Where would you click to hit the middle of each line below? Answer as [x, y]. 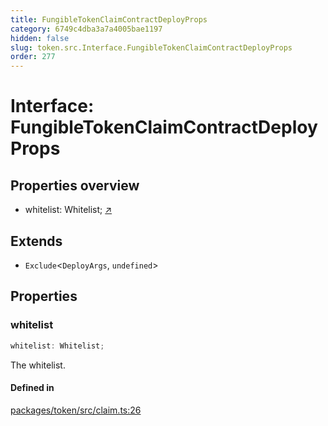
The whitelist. [38, 365]
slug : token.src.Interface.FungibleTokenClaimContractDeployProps [151, 47]
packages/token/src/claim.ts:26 [76, 410]
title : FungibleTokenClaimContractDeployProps [109, 19]
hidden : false [40, 38]
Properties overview [75, 185]
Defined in [32, 388]
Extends [36, 241]
